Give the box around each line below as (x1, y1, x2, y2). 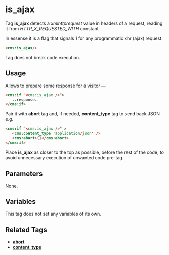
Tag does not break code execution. (5, 54, 80, 60)
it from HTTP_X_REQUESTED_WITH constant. (5, 25, 100, 31)
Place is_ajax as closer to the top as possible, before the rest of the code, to (5, 149, 164, 155)
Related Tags (5, 225, 47, 234)
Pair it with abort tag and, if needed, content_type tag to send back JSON (5, 111, 160, 117)
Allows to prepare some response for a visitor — (5, 82, 106, 89)
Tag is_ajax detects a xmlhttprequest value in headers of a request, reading (5, 20, 163, 26)
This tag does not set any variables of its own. (5, 211, 101, 217)
